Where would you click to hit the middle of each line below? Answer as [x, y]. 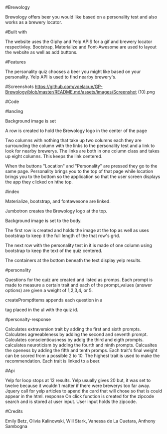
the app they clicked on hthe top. [39, 182]
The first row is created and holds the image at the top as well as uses [77, 230]
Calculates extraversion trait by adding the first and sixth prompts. [73, 329]
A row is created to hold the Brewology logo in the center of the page [76, 130]
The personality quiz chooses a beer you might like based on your [73, 71]
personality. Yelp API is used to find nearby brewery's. [61, 77]
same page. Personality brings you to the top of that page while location [79, 171]
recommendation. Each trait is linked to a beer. [53, 361]
